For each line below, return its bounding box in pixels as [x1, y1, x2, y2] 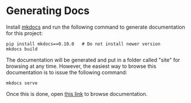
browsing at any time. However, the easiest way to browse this [6, 63, 157, 70]
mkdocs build [6, 46, 38, 52]
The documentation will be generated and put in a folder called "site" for [6, 56, 180, 63]
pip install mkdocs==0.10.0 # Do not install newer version [6, 41, 161, 47]
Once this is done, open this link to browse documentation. [6, 90, 148, 97]
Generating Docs [6, 4, 90, 18]
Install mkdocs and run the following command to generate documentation [6, 23, 185, 30]
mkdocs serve [6, 80, 38, 86]
